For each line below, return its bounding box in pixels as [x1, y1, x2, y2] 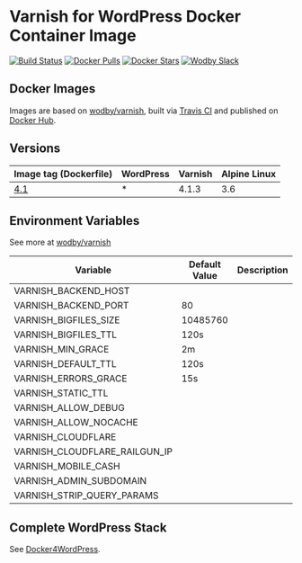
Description [236, 264, 289, 276]
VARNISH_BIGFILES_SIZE [13, 314, 120, 326]
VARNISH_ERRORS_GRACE [13, 372, 128, 385]
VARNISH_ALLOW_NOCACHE [13, 416, 138, 429]
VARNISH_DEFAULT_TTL [13, 358, 117, 371]
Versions [9, 141, 61, 156]
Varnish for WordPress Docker [9, 6, 241, 27]
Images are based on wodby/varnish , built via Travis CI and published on [9, 105, 279, 116]
